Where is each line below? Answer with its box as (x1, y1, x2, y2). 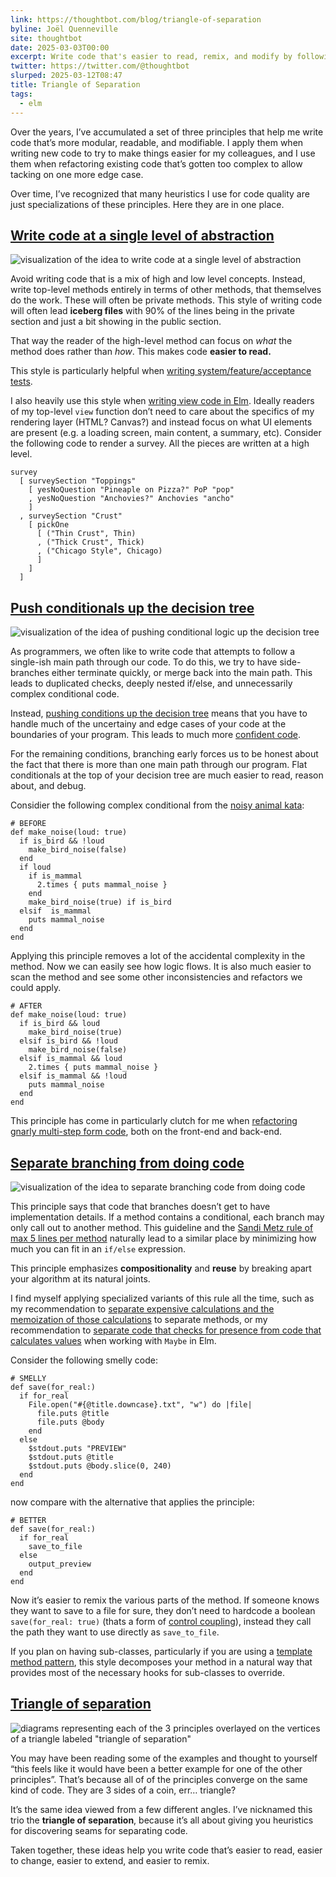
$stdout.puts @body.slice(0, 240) (28, 1461, 172, 1471)
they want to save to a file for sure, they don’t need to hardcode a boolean (10, 1604, 316, 1616)
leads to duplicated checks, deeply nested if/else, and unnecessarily (10, 677, 293, 690)
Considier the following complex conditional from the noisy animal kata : (10, 799, 305, 811)
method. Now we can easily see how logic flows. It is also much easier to (10, 961, 312, 973)
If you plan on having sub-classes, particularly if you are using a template (10, 1645, 313, 1657)
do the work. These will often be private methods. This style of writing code (10, 294, 323, 306)
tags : (10, 89, 33, 99)
